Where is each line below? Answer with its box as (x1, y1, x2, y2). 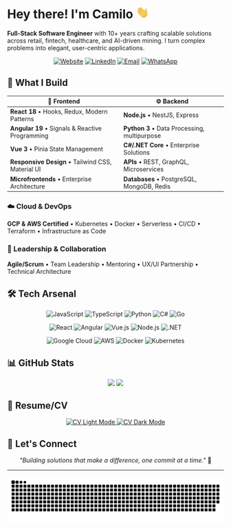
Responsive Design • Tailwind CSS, (10, 158, 112, 166)
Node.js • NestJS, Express (123, 111, 199, 119)
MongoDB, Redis (123, 182, 170, 191)
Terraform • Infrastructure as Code (7, 227, 107, 235)
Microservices (123, 165, 164, 173)
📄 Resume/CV (7, 400, 68, 411)
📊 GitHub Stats (7, 357, 74, 369)
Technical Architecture (7, 267, 71, 275)
